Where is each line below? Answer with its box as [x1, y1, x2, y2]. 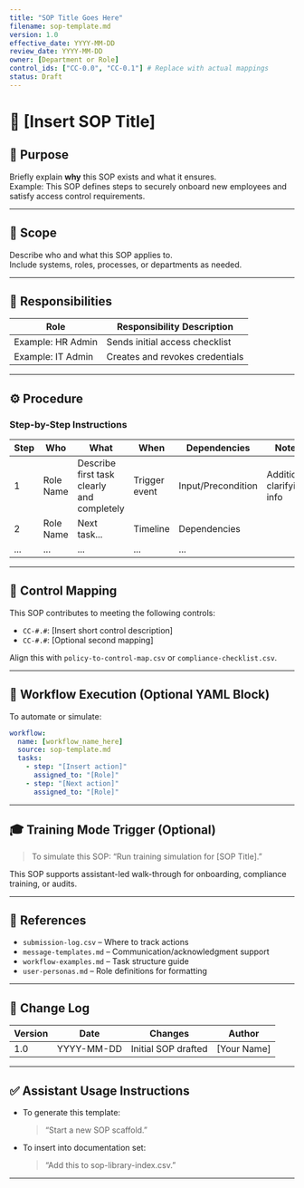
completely [77, 502, 125, 515]
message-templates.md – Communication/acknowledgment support [22, 946, 270, 957]
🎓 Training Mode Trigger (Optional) [9, 822, 217, 838]
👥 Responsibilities [9, 294, 113, 309]
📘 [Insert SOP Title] [9, 111, 156, 131]
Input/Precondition [178, 479, 258, 492]
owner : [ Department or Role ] [9, 55, 119, 64]
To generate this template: [22, 1106, 120, 1117]
